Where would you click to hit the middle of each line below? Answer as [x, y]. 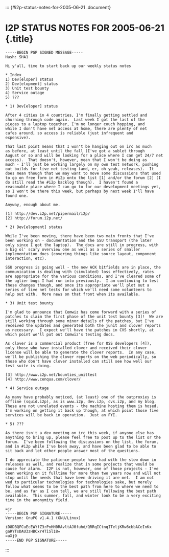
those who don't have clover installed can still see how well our [79, 361]
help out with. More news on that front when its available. [73, 294]
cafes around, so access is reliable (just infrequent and [69, 133]
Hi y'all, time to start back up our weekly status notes [68, 66]
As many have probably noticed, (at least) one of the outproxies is [81, 397]
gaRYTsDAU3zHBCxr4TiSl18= [33, 531]
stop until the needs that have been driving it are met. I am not [80, 478]
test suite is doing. [28, 366]
